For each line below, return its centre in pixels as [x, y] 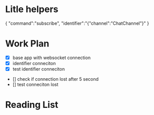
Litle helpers [32, 9]
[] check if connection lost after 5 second [56, 79]
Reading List [32, 105]
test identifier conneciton [39, 69]
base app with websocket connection [52, 57]
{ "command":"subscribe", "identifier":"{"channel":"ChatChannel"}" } [77, 23]
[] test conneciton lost [35, 85]
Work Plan [27, 44]
